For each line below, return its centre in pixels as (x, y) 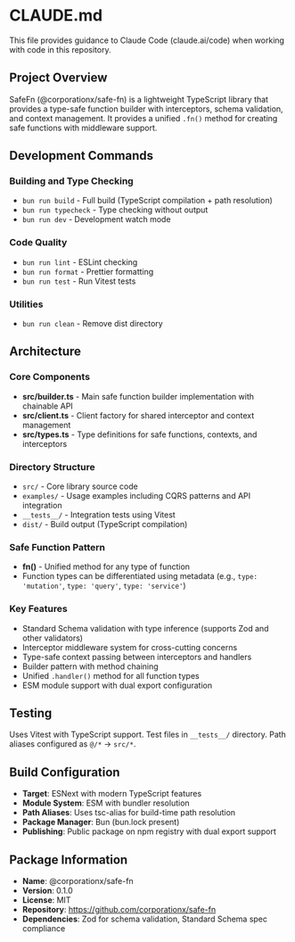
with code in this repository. (60, 49)
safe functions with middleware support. (83, 128)
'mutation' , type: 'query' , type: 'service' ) (104, 586)
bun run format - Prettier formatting (88, 271)
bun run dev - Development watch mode (96, 219)
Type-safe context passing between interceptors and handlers (137, 657)
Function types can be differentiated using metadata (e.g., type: (140, 576)
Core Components (50, 377)
